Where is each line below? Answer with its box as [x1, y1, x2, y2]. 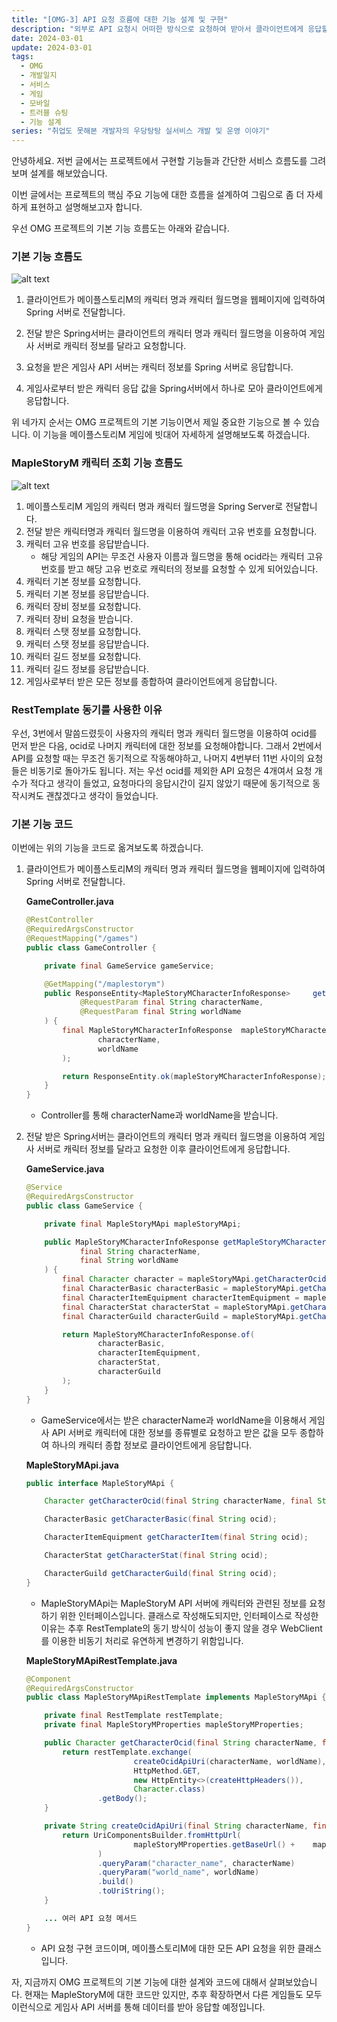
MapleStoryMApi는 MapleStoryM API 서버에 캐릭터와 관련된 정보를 [40, 1597, 308, 1609]
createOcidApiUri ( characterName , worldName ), [133, 1756, 327, 1766]
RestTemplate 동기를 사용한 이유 [11, 702, 163, 716]
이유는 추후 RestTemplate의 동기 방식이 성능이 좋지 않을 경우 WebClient [40, 1622, 323, 1634]
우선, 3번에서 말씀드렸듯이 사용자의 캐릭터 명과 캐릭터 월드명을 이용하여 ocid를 [11, 727, 318, 740]
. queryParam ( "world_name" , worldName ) [97, 1867, 260, 1878]
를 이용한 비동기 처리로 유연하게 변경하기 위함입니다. [40, 1634, 244, 1646]
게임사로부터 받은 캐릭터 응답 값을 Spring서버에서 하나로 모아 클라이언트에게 [25, 382, 323, 395]
